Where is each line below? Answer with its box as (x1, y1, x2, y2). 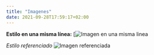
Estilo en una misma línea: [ (6, 30, 76, 37)
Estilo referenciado (6, 42, 52, 49)
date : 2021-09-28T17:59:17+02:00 (6, 14, 89, 20)
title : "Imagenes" (6, 8, 52, 15)
